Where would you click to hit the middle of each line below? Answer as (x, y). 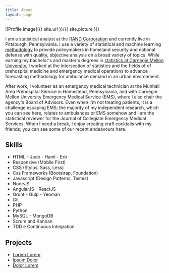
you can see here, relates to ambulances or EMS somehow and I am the (80, 113)
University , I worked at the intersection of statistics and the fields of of (78, 66)
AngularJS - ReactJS (34, 189)
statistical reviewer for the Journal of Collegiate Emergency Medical (76, 118)
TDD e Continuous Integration (43, 227)
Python (20, 210)
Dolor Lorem (25, 265)
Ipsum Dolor (25, 260)
